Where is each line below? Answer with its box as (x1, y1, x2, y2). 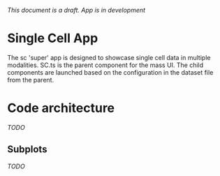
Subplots (7, 143, 47, 156)
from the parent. (7, 75, 54, 84)
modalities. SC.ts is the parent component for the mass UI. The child (7, 61, 204, 69)
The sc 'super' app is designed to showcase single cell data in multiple (7, 53, 211, 61)
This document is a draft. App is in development (7, 6, 145, 14)
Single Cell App (7, 31, 98, 46)
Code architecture (7, 101, 115, 116)
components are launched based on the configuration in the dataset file (7, 68, 214, 76)
